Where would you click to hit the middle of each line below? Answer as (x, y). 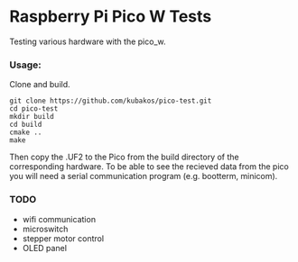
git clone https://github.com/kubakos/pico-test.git (111, 101)
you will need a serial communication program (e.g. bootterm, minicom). (144, 176)
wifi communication (59, 219)
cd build (26, 125)
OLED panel (45, 248)
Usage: (26, 65)
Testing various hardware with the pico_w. (88, 41)
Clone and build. (40, 85)
